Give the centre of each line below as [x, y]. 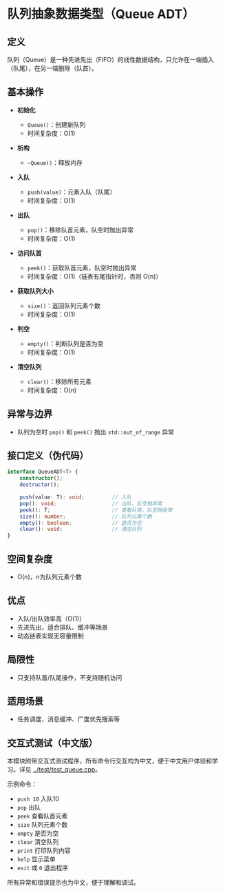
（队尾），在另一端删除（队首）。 [52, 68]
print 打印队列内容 [44, 851]
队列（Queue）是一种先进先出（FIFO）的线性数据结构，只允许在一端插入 [111, 60]
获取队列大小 [35, 291]
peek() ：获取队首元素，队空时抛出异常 [82, 268]
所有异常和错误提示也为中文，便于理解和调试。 [73, 883]
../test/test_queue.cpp [64, 770]
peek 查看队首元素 [42, 816]
